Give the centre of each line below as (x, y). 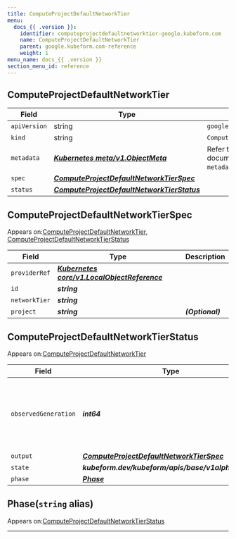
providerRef (31, 273)
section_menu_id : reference (48, 66)
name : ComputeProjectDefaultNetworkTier (80, 40)
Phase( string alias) (50, 504)
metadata (25, 158)
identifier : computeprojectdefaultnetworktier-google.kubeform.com (120, 33)
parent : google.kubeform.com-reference (78, 47)
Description (205, 256)
